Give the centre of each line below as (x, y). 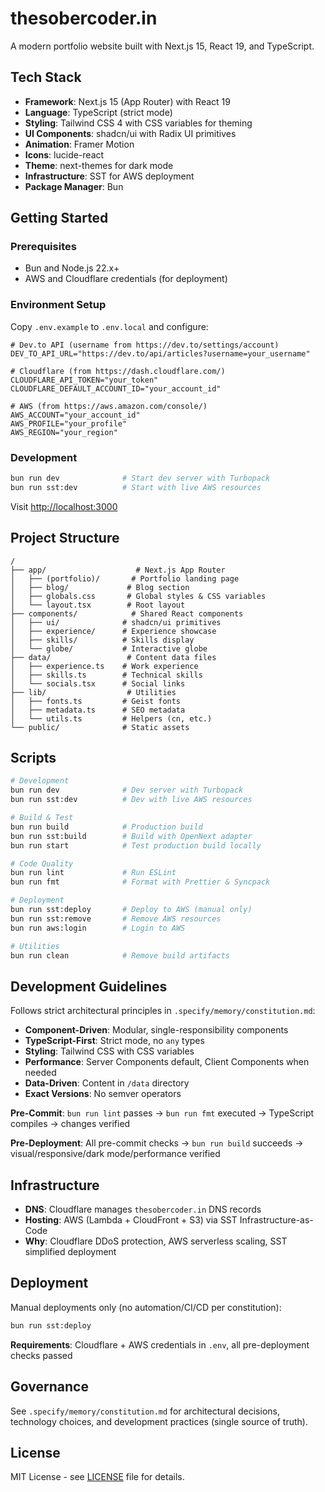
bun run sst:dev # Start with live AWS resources (136, 487)
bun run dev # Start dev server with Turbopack (140, 478)
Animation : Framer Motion (79, 144)
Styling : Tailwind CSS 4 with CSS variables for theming (138, 123)
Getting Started (59, 218)
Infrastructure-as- (276, 1220)
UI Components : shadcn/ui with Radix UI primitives (130, 133)
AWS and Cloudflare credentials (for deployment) (126, 279)
